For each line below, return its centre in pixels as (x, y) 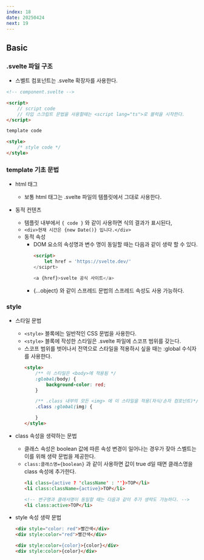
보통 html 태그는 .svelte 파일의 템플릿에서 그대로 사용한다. (93, 197)
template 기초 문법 (33, 169)
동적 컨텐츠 (28, 210)
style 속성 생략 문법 (38, 518)
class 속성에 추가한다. (50, 471)
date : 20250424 (25, 18)
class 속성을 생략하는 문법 (46, 436)
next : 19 (17, 23)
